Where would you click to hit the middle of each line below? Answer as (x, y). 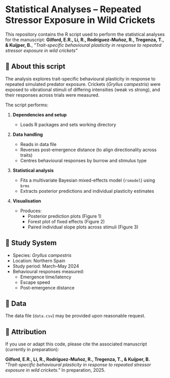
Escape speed (35, 282)
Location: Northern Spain (39, 260)
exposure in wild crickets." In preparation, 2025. (55, 370)
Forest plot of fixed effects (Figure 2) (66, 221)
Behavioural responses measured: (48, 271)
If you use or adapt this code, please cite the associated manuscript (76, 344)
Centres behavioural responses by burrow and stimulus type (83, 160)
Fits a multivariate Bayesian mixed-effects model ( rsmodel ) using (88, 180)
